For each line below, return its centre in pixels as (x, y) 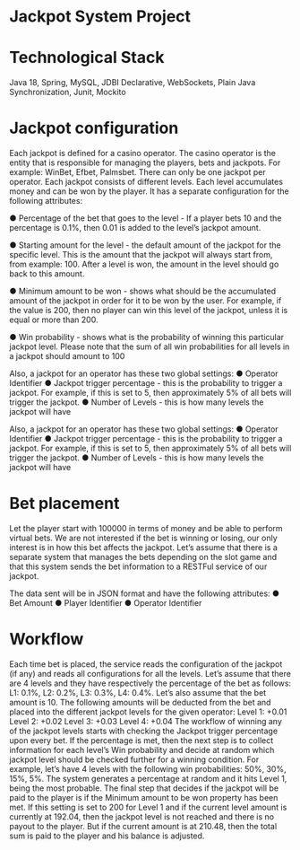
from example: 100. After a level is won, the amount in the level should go (144, 264)
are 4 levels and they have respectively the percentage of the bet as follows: (150, 683)
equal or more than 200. (54, 320)
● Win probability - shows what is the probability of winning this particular (147, 337)
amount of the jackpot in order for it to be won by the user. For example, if (146, 301)
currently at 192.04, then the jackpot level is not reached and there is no (142, 816)
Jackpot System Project (100, 17)
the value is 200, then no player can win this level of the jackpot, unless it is (149, 311)
